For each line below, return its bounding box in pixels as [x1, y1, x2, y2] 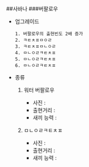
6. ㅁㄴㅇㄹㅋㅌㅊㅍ [14, 63, 56, 69]
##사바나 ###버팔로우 [6, 5, 59, 12]
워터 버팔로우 [23, 86, 55, 94]
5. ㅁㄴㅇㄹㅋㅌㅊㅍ [14, 56, 56, 62]
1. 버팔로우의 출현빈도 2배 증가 [14, 31, 84, 37]
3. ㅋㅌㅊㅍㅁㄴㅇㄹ [14, 44, 56, 50]
